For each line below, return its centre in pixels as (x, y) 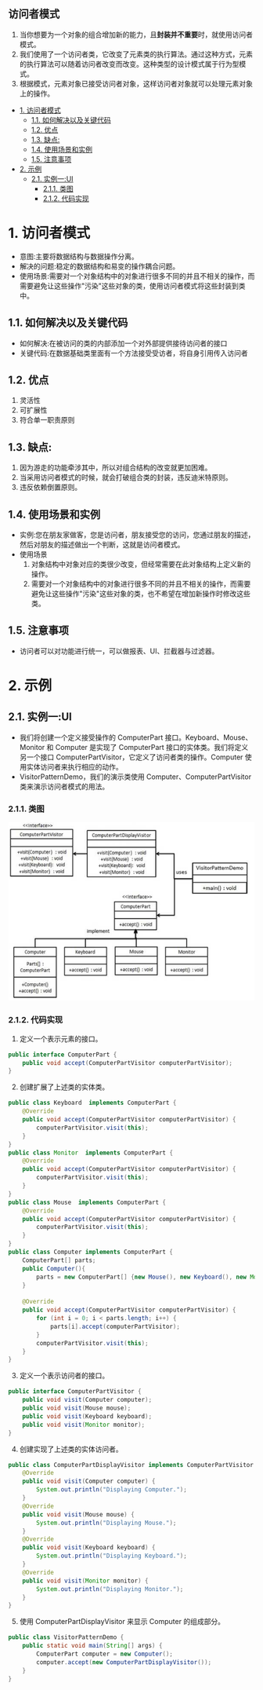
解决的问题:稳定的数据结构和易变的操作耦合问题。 (99, 266)
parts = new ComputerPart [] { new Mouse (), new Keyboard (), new (141, 1277)
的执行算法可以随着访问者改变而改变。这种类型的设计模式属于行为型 (129, 64)
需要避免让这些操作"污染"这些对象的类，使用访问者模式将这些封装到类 (132, 286)
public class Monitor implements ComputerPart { (91, 1153)
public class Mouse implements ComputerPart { (87, 1202)
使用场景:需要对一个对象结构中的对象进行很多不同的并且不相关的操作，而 (137, 276)
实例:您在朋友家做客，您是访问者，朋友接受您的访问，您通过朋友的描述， (137, 535)
